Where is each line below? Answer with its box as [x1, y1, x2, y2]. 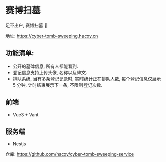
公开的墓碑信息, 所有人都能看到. [12, 63, 78, 69]
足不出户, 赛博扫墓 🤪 [5, 22, 48, 28]
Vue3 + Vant [12, 111, 39, 118]
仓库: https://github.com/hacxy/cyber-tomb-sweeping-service [5, 151, 134, 157]
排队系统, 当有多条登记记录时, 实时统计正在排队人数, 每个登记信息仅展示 [12, 76, 161, 82]
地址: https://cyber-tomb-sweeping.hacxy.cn [5, 33, 98, 39]
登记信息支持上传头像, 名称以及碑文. [12, 69, 87, 75]
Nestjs [12, 141, 26, 147]
